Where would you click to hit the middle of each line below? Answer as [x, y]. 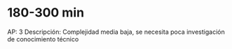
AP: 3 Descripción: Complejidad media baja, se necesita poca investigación [116, 32]
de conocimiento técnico [43, 39]
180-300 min [46, 13]
